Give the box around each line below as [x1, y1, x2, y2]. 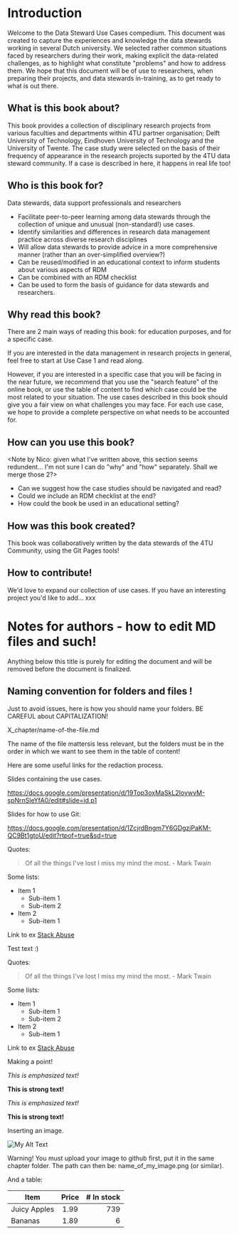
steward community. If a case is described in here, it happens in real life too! [7, 159, 231, 167]
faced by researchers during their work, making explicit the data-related [7, 51, 218, 60]
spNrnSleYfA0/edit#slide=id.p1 [7, 796, 97, 804]
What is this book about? [7, 102, 120, 115]
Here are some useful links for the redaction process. [7, 761, 164, 769]
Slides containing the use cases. [7, 774, 102, 783]
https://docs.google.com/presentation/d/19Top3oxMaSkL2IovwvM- [7, 788, 206, 797]
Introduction [7, 5, 83, 21]
